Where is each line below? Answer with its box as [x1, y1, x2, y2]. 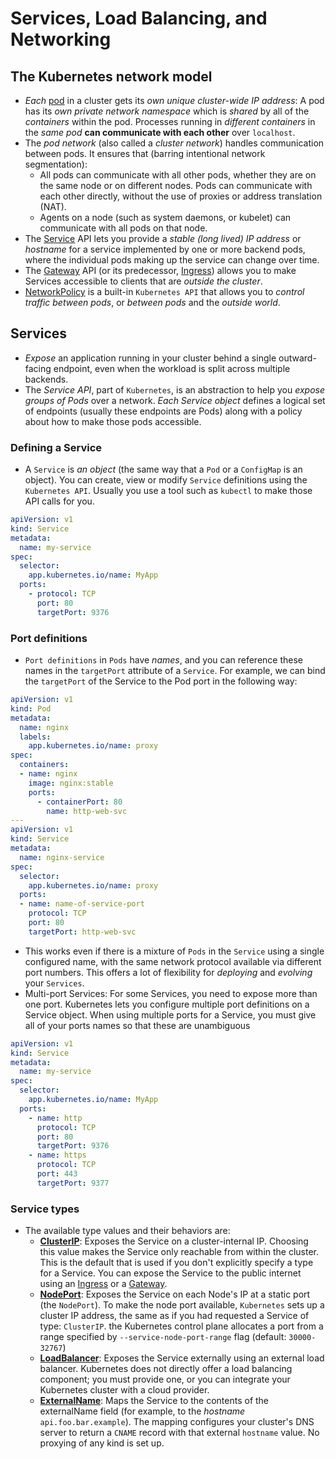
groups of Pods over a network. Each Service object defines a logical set [24, 394, 326, 406]
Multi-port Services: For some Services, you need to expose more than [24, 987, 318, 999]
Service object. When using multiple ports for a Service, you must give [24, 1008, 317, 1021]
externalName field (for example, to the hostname [39, 1405, 246, 1417]
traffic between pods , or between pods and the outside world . [24, 297, 281, 308]
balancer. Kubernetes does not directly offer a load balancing [39, 1363, 293, 1375]
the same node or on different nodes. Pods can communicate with [39, 180, 313, 191]
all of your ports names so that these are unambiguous [24, 1019, 251, 1031]
